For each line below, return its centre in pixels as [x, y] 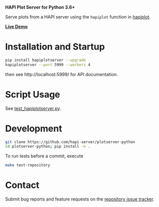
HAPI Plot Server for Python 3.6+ [40, 7]
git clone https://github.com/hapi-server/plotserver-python [70, 142]
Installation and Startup [55, 47]
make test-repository [28, 165]
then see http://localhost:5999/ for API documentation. [61, 74]
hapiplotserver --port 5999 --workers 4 [48, 64]
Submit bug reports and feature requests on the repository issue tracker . [80, 199]
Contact [22, 185]
